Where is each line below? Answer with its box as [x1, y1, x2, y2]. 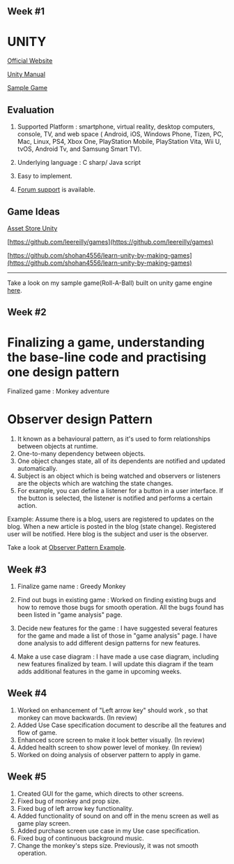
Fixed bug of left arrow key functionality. [17, 804, 134, 812]
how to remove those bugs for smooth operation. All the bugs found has [17, 603, 224, 612]
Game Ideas [7, 205, 61, 217]
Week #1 [7, 6, 45, 17]
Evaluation [7, 104, 54, 116]
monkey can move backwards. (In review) [17, 713, 138, 722]
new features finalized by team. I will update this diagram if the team [17, 660, 214, 668]
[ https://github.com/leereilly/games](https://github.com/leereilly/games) [7, 237, 214, 246]
